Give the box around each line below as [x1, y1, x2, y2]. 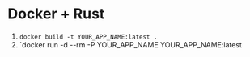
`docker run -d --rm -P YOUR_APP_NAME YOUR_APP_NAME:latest [19, 39, 242, 49]
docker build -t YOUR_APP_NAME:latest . [19, 33, 158, 41]
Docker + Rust [7, 5, 105, 23]
